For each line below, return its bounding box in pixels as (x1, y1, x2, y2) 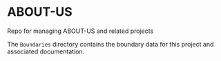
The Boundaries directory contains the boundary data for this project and (7, 40, 214, 48)
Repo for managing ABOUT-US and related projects (7, 27, 154, 35)
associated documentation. (7, 47, 85, 56)
